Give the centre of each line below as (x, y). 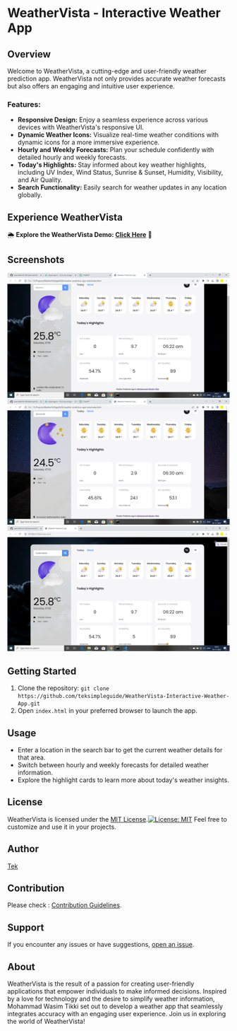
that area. (31, 757)
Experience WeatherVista (65, 217)
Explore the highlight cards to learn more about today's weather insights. (123, 780)
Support (26, 927)
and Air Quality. (40, 180)
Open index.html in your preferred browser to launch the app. (107, 711)
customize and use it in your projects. (62, 827)
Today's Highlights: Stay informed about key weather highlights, (112, 165)
